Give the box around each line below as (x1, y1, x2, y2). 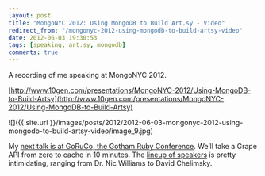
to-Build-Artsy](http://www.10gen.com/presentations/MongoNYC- (8, 94, 225, 103)
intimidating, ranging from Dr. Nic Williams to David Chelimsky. (8, 159, 213, 167)
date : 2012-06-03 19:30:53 (8, 33, 98, 42)
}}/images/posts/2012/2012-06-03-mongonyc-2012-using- (49, 118, 244, 127)
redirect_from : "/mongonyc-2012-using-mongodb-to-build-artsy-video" (8, 26, 244, 34)
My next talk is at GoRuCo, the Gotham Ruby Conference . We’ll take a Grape (8, 142, 258, 151)
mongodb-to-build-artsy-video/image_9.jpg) (8, 126, 153, 136)
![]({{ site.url (8, 118, 48, 127)
